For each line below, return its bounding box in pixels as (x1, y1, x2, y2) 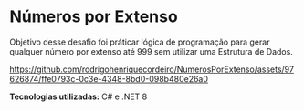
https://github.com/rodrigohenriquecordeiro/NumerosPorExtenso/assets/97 (9, 64, 295, 75)
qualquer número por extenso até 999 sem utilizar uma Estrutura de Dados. (9, 45, 294, 56)
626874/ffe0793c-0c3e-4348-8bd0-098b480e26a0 (9, 73, 208, 84)
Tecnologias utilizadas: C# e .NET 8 (9, 91, 148, 102)
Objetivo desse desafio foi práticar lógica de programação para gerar (9, 36, 270, 47)
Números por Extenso (9, 6, 178, 27)
